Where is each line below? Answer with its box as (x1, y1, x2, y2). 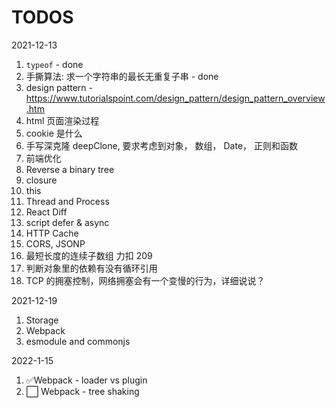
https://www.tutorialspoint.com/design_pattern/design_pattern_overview (25, 92, 326, 104)
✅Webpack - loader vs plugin (25, 374, 148, 386)
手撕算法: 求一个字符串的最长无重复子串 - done (25, 70, 219, 82)
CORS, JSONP (25, 237, 86, 250)
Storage (25, 314, 59, 326)
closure (25, 174, 58, 186)
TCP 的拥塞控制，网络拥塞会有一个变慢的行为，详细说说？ (25, 274, 266, 286)
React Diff (25, 206, 68, 218)
